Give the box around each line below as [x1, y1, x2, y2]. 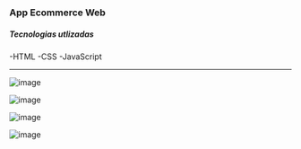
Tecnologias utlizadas [9, 29, 94, 39]
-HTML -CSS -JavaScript [9, 51, 102, 62]
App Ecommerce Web [9, 6, 106, 19]
